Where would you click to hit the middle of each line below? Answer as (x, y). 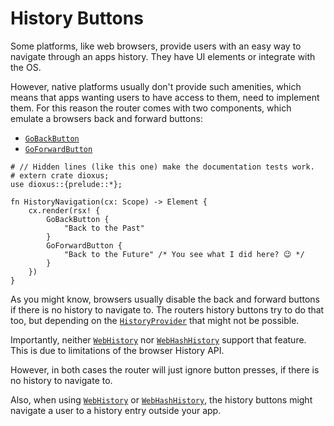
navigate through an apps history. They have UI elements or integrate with (163, 56)
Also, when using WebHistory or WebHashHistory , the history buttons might (161, 399)
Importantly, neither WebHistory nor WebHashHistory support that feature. (158, 339)
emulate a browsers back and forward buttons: (106, 118)
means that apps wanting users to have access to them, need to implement (165, 97)
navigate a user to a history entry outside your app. (116, 410)
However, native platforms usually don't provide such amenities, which (156, 86)
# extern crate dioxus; (60, 175)
